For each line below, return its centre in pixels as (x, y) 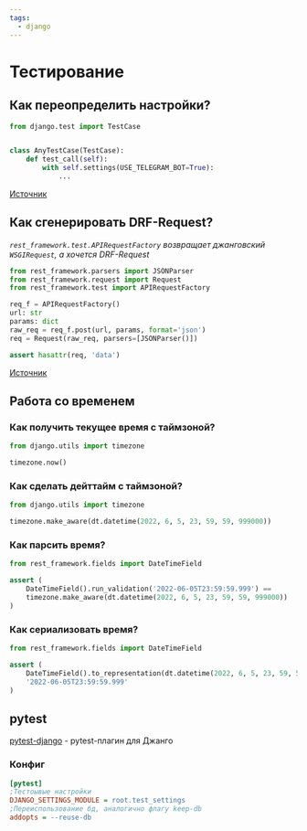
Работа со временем (72, 401)
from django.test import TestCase (75, 126)
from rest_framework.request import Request (95, 280)
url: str (26, 313)
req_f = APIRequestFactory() (65, 304)
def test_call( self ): (67, 160)
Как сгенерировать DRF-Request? (111, 223)
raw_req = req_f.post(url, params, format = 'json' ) (108, 330)
